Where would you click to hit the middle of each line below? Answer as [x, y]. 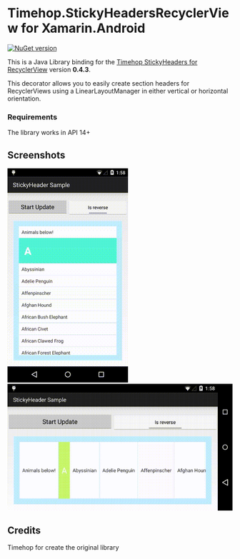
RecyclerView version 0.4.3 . [49, 69]
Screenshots [36, 155]
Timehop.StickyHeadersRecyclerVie [119, 13]
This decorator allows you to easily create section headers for [99, 83]
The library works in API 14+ [49, 133]
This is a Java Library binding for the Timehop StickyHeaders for [102, 61]
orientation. [24, 99]
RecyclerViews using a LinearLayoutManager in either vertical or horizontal [118, 91]
